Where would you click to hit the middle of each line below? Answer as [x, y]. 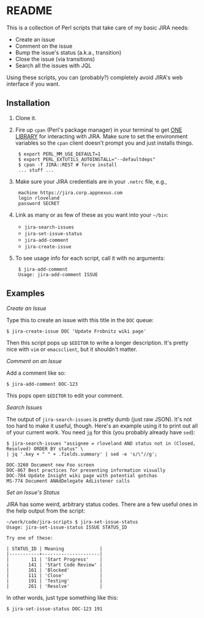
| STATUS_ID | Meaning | [55, 549]
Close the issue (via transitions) [55, 59]
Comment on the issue [44, 46]
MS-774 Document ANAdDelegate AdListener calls [68, 481]
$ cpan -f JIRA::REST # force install [68, 165]
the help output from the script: [46, 511]
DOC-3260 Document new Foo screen [51, 465]
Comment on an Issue [34, 361]
